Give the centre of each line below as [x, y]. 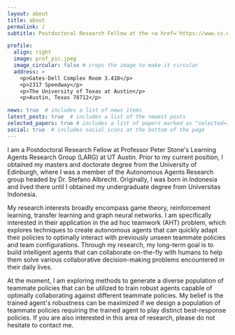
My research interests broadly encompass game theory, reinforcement [109, 207]
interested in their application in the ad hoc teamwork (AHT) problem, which [116, 222]
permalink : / [26, 27]
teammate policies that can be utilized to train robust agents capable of [110, 288]
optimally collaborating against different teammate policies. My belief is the [115, 295]
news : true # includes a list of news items [74, 110]
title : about [26, 20]
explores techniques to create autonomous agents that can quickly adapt [113, 230]
